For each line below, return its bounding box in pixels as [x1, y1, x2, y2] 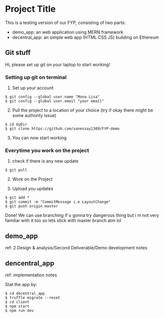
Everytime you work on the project [5, 147, 89, 154]
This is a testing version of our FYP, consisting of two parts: [5, 20, 126, 25]
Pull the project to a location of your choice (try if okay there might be [12, 107, 153, 113]
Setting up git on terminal [5, 73, 67, 80]
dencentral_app [5, 259, 55, 268]
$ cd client [5, 299, 29, 304]
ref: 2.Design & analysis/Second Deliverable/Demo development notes [5, 245, 147, 251]
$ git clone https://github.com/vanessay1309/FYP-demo [5, 126, 120, 131]
